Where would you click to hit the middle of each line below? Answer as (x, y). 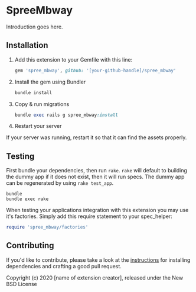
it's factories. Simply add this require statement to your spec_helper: (89, 216)
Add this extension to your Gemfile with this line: (73, 59)
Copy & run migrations (42, 104)
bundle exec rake (27, 199)
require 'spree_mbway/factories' (47, 227)
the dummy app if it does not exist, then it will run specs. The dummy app (95, 177)
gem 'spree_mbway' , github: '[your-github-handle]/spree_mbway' (95, 70)
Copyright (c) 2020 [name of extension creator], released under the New (95, 277)
